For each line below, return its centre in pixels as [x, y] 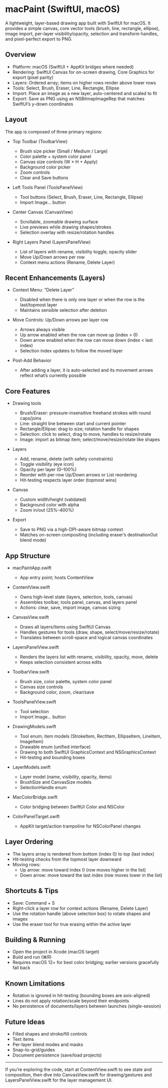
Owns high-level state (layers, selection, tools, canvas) [76, 597]
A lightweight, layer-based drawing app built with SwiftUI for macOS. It [78, 23]
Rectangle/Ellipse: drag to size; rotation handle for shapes [79, 429]
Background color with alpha [49, 505]
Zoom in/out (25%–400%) [47, 510]
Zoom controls [35, 172]
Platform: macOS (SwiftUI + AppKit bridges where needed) [73, 66]
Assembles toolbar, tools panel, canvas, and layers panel [78, 602]
